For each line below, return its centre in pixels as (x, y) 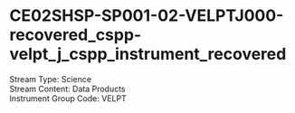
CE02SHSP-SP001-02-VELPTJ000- (147, 16)
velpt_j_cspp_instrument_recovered (148, 54)
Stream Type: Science (51, 79)
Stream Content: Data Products (67, 89)
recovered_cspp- (76, 35)
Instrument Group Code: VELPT (68, 98)
